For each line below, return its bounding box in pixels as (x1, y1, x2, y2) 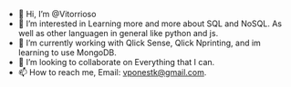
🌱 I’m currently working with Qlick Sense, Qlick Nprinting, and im (17, 37, 262, 48)
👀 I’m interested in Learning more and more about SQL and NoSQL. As (17, 18, 283, 29)
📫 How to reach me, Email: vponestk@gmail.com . (17, 67, 207, 77)
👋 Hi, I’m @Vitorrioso (17, 9, 97, 19)
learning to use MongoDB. (17, 47, 117, 58)
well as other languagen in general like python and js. (17, 28, 219, 38)
